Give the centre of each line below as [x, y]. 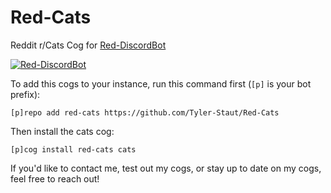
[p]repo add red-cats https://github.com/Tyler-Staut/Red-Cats [145, 112]
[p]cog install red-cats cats [73, 149]
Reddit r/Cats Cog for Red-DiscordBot [88, 45]
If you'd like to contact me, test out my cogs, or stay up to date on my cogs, [166, 168]
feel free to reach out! [55, 178]
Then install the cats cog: [62, 131]
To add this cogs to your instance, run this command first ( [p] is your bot [161, 83]
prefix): [25, 94]
